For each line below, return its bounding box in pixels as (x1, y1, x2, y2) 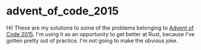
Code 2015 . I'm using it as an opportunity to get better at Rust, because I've (6, 30, 195, 37)
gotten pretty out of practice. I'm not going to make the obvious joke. (6, 37, 179, 44)
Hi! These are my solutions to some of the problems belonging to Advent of (6, 24, 194, 31)
